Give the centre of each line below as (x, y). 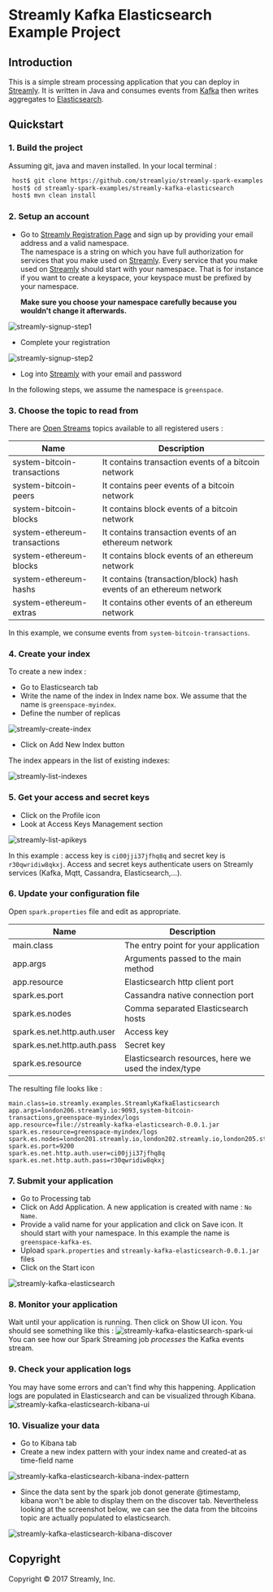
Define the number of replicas (70, 713)
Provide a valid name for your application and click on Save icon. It (132, 1225)
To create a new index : (48, 671)
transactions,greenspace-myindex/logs (74, 1117)
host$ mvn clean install (54, 196)
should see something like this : (61, 1331)
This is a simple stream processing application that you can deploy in (124, 82)
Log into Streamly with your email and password (101, 374)
